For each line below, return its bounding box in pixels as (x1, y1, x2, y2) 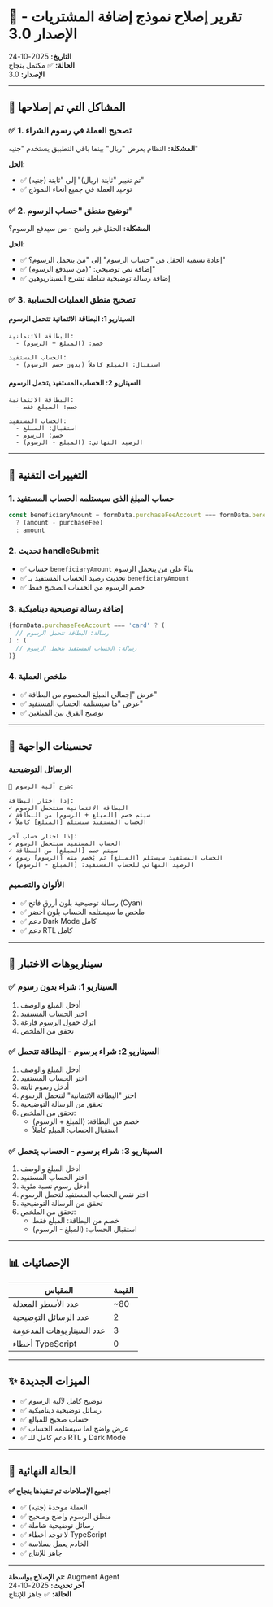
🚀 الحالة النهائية (8, 1464, 76, 1479)
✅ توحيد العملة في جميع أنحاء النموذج (19, 184, 132, 194)
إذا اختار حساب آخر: (8, 832, 79, 840)
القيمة (113, 1284, 134, 1296)
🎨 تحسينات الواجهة (8, 739, 92, 753)
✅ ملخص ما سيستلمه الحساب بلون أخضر (19, 907, 145, 917)
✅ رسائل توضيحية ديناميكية (19, 1404, 102, 1414)
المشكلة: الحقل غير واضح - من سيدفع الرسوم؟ (8, 223, 151, 233)
